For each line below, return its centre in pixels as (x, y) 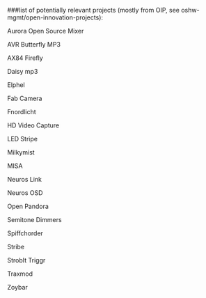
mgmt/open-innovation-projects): (55, 17)
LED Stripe (23, 139)
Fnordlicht (22, 112)
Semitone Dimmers (34, 220)
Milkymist (21, 152)
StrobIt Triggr (26, 260)
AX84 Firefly (25, 58)
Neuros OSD (25, 193)
